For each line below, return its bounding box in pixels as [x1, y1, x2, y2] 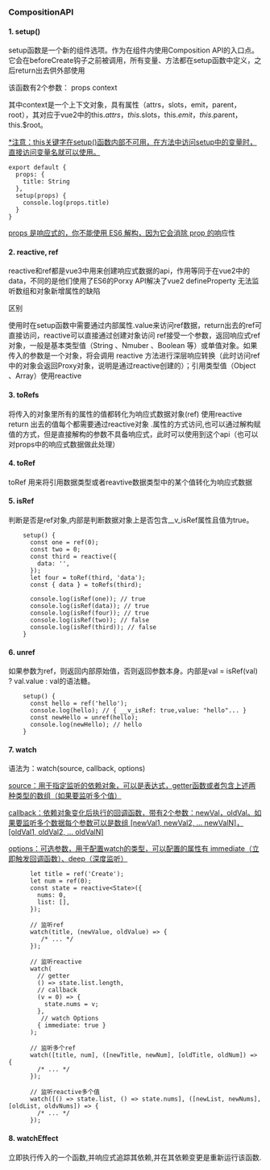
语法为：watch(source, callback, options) [8, 764, 146, 774]
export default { [8, 164, 67, 172]
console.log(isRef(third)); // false [29, 623, 157, 631]
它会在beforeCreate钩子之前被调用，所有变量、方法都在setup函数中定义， [8, 56, 255, 65]
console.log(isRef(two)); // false [29, 616, 150, 624]
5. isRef [8, 496, 35, 506]
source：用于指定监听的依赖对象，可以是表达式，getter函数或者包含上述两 [8, 781, 256, 790]
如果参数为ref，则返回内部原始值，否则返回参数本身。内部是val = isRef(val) [8, 666, 258, 676]
